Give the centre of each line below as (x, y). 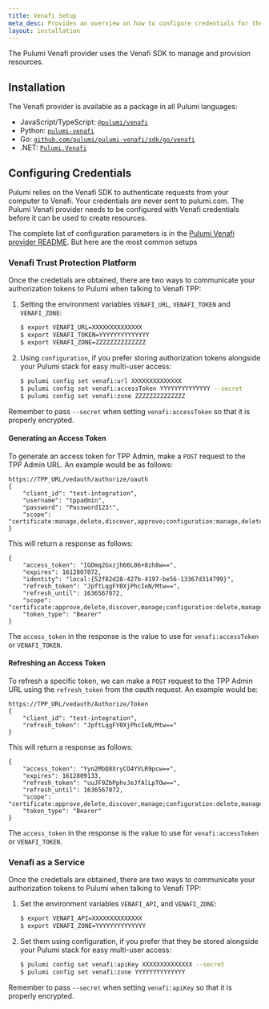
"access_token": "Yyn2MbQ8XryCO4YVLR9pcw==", (100, 769)
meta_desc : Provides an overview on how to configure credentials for (128, 23)
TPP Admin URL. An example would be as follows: (91, 464)
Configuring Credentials (70, 173)
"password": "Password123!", (71, 507)
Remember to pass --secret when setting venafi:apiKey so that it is (120, 987)
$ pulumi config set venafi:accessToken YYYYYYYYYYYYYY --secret (131, 389)
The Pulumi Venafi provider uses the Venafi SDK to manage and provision (129, 54)
